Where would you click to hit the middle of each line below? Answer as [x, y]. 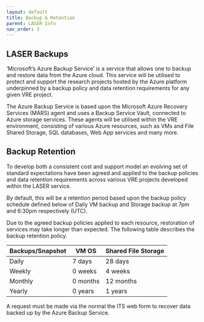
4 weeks [118, 271]
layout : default [27, 12]
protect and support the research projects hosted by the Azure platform [97, 82]
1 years [116, 291]
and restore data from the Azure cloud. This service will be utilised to [93, 75]
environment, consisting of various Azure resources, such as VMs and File [100, 126]
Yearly [19, 291]
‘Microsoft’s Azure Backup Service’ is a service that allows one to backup [99, 69]
